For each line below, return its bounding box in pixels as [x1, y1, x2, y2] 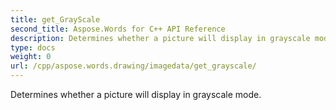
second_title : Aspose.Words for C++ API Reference [10, 24, 226, 34]
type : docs [10, 42, 56, 53]
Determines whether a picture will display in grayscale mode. [10, 89, 262, 100]
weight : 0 [10, 52, 52, 62]
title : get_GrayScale [10, 14, 101, 25]
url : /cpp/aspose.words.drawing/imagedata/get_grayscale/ [10, 61, 257, 71]
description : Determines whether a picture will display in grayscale [10, 33, 311, 43]
